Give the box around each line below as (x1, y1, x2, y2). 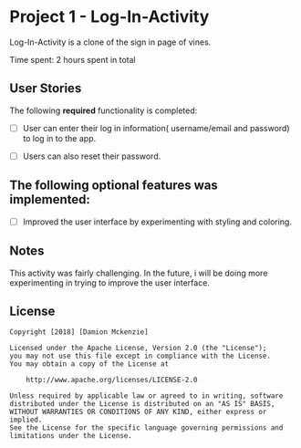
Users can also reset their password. (22, 151, 161, 161)
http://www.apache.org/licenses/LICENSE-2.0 (26, 376, 198, 385)
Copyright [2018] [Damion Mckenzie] (9, 328, 149, 337)
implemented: (9, 192, 91, 207)
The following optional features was (9, 178, 219, 193)
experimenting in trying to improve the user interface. (9, 276, 210, 288)
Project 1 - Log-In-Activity (9, 6, 210, 27)
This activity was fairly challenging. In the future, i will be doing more (9, 267, 268, 278)
